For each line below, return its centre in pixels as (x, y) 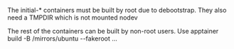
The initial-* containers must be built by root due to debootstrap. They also (117, 10)
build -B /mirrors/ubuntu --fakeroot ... (62, 38)
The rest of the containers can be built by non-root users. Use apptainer (113, 31)
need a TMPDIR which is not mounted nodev (73, 17)
